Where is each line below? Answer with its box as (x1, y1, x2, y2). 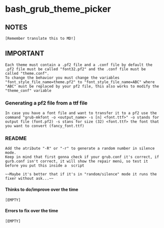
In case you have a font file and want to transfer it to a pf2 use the (5, 111, 157, 116)
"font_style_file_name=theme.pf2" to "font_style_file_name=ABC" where (5, 80, 155, 85)
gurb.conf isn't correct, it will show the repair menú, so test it (5, 159, 148, 164)
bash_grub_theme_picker (5, 3, 111, 15)
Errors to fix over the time (5, 208, 58, 214)
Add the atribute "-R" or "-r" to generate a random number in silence (5, 146, 155, 151)
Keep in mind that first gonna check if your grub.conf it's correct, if (5, 155, 160, 160)
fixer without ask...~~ (5, 176, 54, 181)
